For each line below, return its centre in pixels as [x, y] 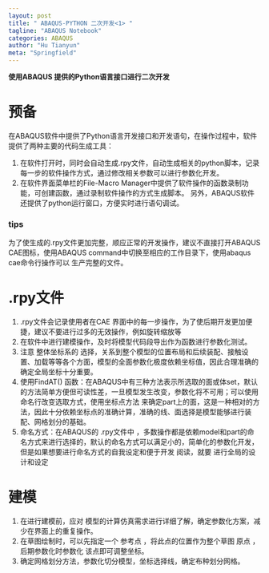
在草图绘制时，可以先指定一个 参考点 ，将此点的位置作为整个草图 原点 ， [140, 541]
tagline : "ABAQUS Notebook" [55, 30]
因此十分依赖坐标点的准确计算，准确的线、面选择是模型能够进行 [139, 412]
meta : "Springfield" [43, 53]
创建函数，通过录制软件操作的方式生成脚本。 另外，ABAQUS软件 [148, 192]
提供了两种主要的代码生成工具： [61, 146]
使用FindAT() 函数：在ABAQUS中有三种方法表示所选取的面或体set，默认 [139, 382]
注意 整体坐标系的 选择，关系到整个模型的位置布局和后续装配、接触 [130, 352]
